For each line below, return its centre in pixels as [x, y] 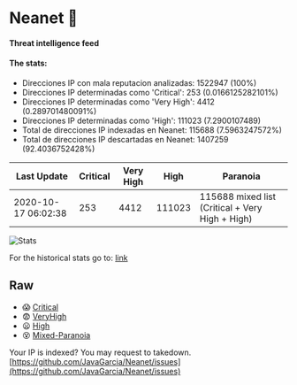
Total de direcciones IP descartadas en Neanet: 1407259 [125, 139]
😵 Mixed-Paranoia [56, 335]
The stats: [28, 63]
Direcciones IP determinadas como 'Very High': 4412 [118, 102]
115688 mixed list [238, 196]
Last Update [42, 176]
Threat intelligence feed [54, 42]
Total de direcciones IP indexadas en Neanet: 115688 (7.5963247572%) [152, 130]
